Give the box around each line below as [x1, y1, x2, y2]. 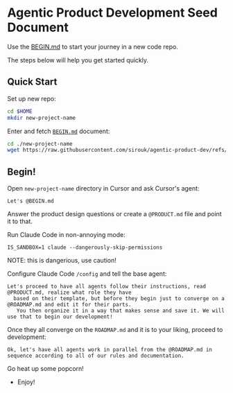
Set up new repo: [7, 94, 57, 103]
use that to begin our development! [7, 313, 113, 320]
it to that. [7, 217, 33, 226]
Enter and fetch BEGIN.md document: [7, 127, 110, 135]
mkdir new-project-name [7, 114, 76, 121]
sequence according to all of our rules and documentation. [7, 352, 185, 360]
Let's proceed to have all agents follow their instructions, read [7, 283, 207, 290]
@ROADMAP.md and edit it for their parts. [7, 302, 132, 308]
